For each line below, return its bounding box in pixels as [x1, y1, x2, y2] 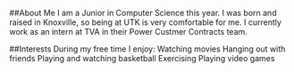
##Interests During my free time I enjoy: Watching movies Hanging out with [9, 44, 286, 54]
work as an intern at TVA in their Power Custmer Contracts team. [9, 27, 248, 36]
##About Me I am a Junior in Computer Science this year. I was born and [9, 8, 277, 18]
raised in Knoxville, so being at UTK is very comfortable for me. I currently [9, 17, 281, 28]
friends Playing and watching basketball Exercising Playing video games [9, 53, 275, 63]
